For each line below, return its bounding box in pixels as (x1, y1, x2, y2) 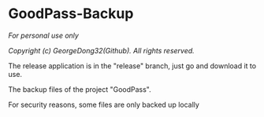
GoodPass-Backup (8, 5, 134, 23)
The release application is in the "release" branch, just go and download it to (8, 60, 257, 71)
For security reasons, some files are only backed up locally (8, 100, 199, 109)
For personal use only (8, 31, 79, 40)
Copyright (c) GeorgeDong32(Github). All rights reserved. (8, 46, 195, 55)
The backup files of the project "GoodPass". (8, 84, 151, 94)
